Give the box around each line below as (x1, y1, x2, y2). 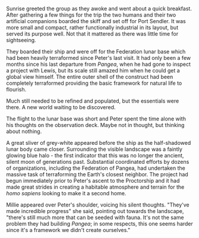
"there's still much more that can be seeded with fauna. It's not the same (6, 214, 184, 221)
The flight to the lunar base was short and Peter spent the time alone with (6, 115, 186, 122)
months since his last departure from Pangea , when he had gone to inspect (6, 61, 191, 68)
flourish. (6, 86, 27, 93)
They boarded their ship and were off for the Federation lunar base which (6, 48, 186, 55)
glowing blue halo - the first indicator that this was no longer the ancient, (6, 152, 184, 159)
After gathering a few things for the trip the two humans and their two (6, 11, 176, 18)
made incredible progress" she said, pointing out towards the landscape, (6, 208, 184, 214)
